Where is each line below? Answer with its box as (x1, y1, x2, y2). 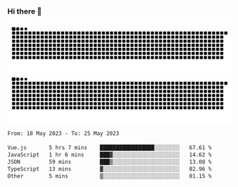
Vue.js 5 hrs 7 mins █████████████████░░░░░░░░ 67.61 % (7, 144, 212, 151)
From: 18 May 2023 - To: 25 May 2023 (7, 129, 120, 137)
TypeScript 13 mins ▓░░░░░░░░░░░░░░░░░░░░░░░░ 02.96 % (7, 165, 212, 173)
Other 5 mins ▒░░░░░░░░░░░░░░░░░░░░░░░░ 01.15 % (7, 172, 212, 180)
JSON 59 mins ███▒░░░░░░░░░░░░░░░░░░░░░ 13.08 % (7, 158, 212, 166)
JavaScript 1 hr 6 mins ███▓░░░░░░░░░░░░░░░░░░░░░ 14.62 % (7, 151, 212, 159)
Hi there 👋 (7, 6, 43, 16)
